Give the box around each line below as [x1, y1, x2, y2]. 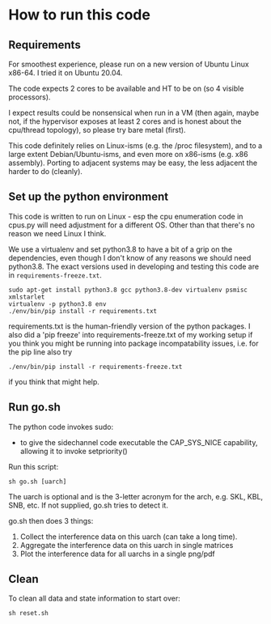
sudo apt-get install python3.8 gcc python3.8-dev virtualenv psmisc [8, 286, 248, 294]
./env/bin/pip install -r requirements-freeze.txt [8, 363, 183, 371]
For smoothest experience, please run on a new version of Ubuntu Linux [8, 59, 249, 69]
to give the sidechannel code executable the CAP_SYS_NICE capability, [19, 437, 258, 447]
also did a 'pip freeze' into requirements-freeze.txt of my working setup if [8, 329, 253, 339]
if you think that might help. [8, 376, 100, 386]
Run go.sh [8, 401, 61, 414]
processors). [8, 92, 51, 102]
